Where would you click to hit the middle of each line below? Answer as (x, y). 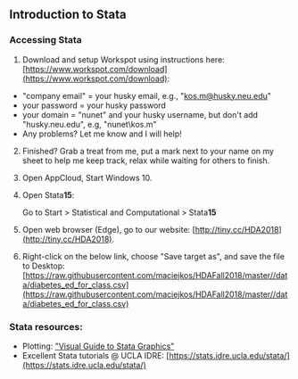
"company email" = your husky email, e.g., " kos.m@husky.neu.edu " (147, 95)
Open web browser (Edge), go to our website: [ (109, 229)
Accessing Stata (46, 40)
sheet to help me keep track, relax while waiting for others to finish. (146, 161)
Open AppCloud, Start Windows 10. (87, 177)
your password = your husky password (94, 105)
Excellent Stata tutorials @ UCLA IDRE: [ (95, 355)
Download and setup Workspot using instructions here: (123, 59)
